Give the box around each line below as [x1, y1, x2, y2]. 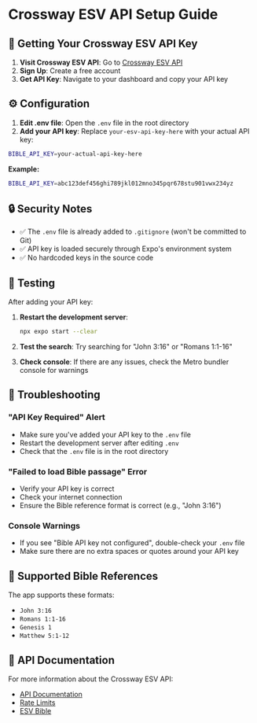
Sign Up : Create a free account [19, 66, 121, 76]
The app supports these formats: [8, 590, 115, 599]
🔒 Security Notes [8, 202, 93, 216]
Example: [8, 164, 40, 174]
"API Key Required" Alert [8, 411, 106, 422]
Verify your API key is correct [19, 484, 115, 493]
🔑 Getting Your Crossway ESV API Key [8, 37, 198, 50]
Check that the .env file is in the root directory [19, 446, 169, 456]
